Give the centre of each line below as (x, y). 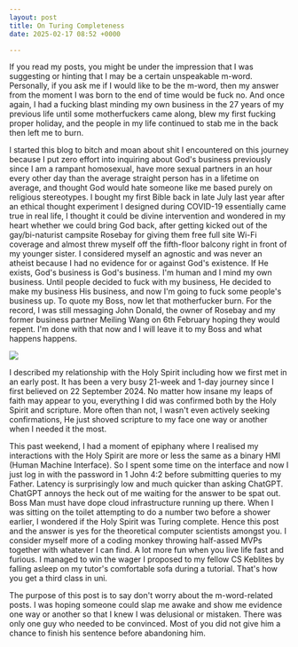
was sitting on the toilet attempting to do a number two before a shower (140, 512)
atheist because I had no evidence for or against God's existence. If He (139, 264)
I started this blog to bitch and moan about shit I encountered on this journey (149, 150)
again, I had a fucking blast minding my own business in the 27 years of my (147, 105)
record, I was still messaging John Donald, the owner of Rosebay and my (143, 311)
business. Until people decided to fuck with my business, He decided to (141, 282)
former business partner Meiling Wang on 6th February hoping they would (145, 320)
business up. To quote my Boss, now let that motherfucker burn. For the (141, 301)
